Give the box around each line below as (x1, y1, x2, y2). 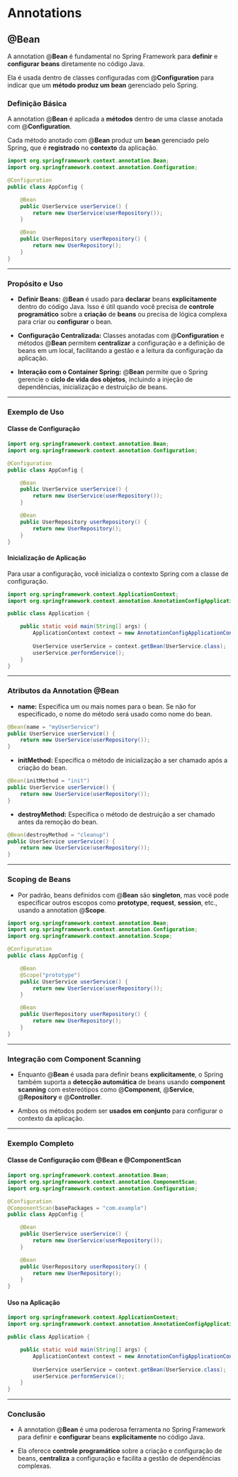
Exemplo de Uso (7, 407, 64, 417)
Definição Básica (7, 98, 67, 108)
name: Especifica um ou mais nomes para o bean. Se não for (17, 702, 197, 711)
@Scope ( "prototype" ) (20, 971, 81, 979)
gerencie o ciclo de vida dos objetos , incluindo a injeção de (17, 375, 193, 383)
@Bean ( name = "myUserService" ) (7, 723, 100, 731)
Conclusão (7, 1410, 46, 1419)
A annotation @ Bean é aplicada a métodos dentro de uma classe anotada (7, 115, 223, 124)
